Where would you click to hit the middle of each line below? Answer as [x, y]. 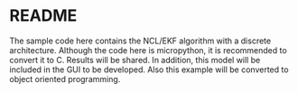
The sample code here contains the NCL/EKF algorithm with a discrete [140, 41]
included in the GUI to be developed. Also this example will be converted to [149, 70]
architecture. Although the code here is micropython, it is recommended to [148, 50]
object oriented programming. [65, 79]
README [43, 16]
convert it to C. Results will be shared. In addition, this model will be [135, 60]
